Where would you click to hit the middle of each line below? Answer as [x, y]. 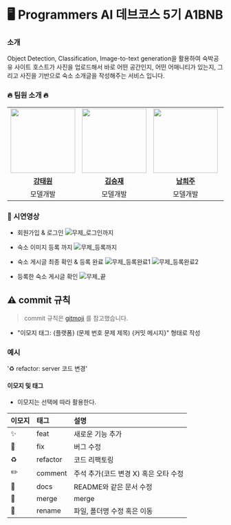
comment [52, 473]
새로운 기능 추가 [98, 434]
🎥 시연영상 [23, 216]
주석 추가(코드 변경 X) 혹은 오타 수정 [129, 473]
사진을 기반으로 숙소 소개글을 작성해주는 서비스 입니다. [92, 76]
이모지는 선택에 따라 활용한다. [57, 402]
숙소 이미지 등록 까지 [45, 247]
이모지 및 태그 [25, 385]
